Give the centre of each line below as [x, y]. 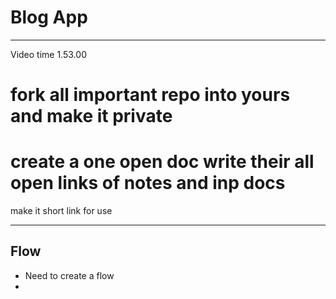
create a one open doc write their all [162, 162]
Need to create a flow [69, 275]
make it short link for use [61, 211]
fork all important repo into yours [150, 95]
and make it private [91, 116]
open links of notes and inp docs [148, 183]
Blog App [49, 17]
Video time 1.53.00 [48, 54]
